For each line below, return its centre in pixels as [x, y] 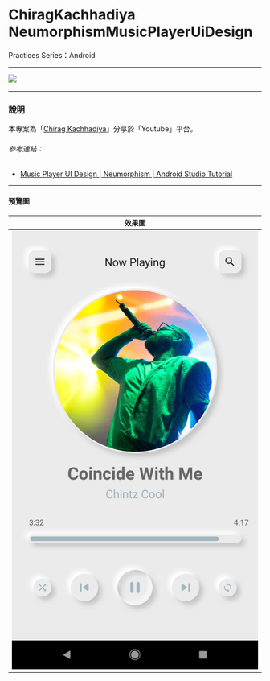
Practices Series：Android [52, 55]
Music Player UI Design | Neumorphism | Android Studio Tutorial [126, 174]
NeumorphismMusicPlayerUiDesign [131, 32]
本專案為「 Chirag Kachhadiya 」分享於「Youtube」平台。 [103, 129]
